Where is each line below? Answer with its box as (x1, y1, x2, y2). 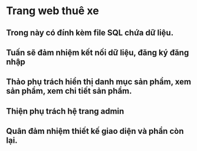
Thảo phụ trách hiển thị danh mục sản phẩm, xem (6, 77, 192, 87)
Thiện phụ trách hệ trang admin (6, 106, 124, 116)
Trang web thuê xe (6, 4, 99, 18)
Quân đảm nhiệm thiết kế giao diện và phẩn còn (6, 126, 184, 136)
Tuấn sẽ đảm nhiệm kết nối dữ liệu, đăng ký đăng (6, 47, 189, 57)
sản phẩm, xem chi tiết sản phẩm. (6, 86, 132, 96)
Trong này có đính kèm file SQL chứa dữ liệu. (6, 28, 174, 38)
